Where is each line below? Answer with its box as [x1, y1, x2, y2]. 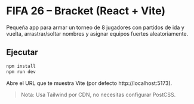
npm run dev [6, 68, 36, 75]
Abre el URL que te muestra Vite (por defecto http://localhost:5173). [6, 79, 173, 87]
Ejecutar [6, 48, 38, 58]
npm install [6, 63, 36, 69]
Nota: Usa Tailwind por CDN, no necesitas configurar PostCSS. [20, 91, 176, 98]
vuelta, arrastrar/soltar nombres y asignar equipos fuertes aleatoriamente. [6, 30, 189, 37]
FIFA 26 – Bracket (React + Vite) [6, 4, 166, 18]
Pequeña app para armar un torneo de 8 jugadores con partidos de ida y [6, 24, 185, 31]
